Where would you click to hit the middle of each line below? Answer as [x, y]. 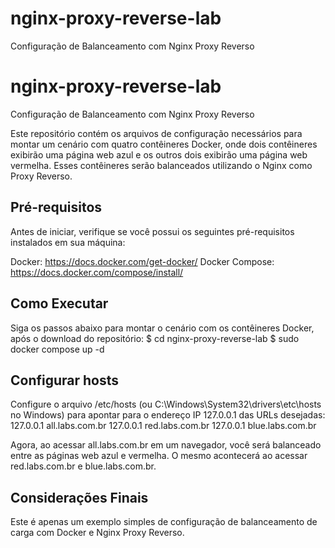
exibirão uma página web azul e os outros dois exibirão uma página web [159, 154]
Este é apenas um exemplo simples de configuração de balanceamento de [164, 522]
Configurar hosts [65, 380]
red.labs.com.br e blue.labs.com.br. [83, 466]
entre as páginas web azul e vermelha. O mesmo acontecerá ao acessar [159, 456]
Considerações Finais [79, 497]
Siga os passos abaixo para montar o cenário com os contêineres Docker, [162, 328]
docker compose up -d [57, 349]
